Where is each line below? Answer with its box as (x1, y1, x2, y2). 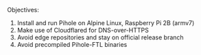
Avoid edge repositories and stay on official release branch (16, 33, 184, 41)
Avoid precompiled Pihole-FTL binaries (16, 41, 128, 48)
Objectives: (7, 6, 39, 14)
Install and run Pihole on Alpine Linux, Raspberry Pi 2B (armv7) (16, 19, 195, 26)
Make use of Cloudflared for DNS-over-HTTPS (16, 26, 149, 34)
